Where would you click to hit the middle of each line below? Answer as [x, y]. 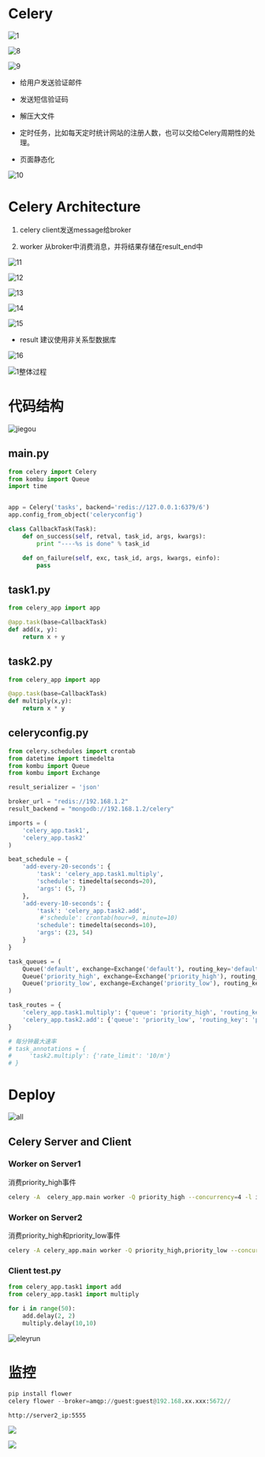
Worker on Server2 [45, 1217]
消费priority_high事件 [42, 1182]
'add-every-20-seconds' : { [67, 867]
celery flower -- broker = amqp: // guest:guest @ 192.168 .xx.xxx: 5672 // [119, 1401]
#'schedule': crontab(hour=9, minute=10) [109, 918]
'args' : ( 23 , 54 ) [65, 933]
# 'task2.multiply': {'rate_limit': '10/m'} [90, 1056]
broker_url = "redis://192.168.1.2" [68, 802]
